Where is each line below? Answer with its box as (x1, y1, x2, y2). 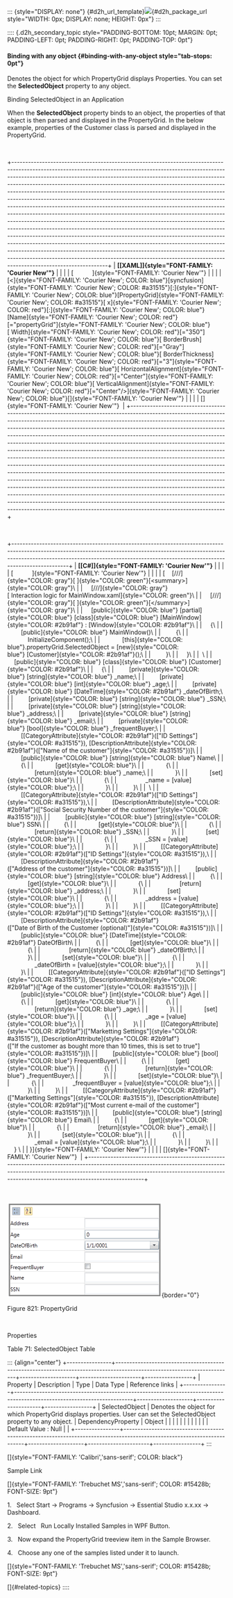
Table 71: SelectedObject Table (7, 1345, 96, 1353)
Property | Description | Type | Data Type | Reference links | (7, 1380, 178, 1389)
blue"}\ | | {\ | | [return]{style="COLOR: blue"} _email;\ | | (7, 1123, 216, 1131)
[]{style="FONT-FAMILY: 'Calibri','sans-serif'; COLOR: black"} (7, 1453, 183, 1462)
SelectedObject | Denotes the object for (101, 1403, 215, 1411)
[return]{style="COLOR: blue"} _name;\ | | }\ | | (34, 768, 188, 777)
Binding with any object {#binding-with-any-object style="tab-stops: (7, 51, 213, 60)
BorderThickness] (162, 350, 214, 358)
